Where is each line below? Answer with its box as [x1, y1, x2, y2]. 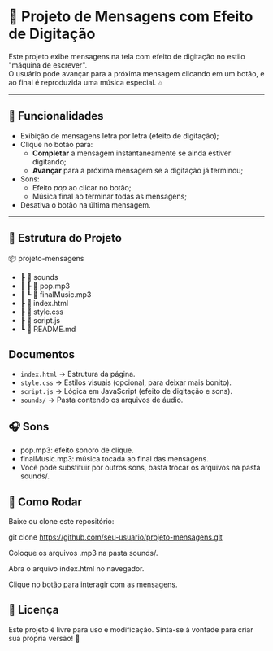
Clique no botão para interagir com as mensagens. [8, 579, 178, 589]
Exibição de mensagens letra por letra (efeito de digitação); [19, 130, 219, 141]
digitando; [32, 156, 67, 166]
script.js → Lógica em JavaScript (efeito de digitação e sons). [19, 387, 233, 396]
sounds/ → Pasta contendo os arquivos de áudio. [19, 395, 184, 405]
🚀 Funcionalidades [8, 109, 104, 123]
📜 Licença [8, 603, 59, 617]
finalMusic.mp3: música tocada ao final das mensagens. [19, 454, 209, 464]
